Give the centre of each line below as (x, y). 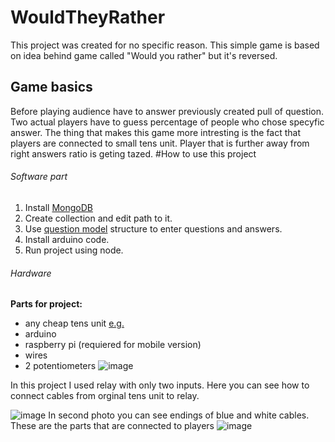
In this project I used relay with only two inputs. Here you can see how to (160, 385)
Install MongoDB (59, 207)
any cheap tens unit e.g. (74, 323)
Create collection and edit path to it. (98, 218)
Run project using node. (74, 250)
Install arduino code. (67, 239)
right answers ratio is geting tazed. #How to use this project (133, 153)
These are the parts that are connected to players (112, 426)
